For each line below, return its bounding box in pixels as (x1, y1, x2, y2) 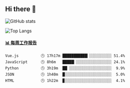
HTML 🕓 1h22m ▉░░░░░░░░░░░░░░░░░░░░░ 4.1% (5, 78, 126, 84)
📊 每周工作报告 (5, 40, 37, 46)
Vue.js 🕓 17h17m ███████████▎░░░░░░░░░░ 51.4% (5, 53, 126, 59)
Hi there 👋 (5, 5, 36, 13)
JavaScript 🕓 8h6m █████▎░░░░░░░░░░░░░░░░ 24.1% (5, 60, 126, 65)
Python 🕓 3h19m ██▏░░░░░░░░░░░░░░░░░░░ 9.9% (5, 66, 126, 71)
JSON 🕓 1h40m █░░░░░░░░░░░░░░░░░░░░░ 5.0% (5, 72, 126, 77)
